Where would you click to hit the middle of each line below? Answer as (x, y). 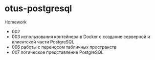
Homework (16, 22)
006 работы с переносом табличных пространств (64, 47)
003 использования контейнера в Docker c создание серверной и (81, 37)
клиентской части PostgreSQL (43, 41)
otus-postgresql (38, 9)
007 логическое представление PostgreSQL (57, 52)
